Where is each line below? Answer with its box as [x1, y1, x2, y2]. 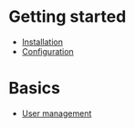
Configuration [21, 45, 74, 56]
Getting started [8, 6, 127, 27]
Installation [21, 36, 64, 47]
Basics [8, 78, 61, 99]
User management [21, 107, 92, 119]
